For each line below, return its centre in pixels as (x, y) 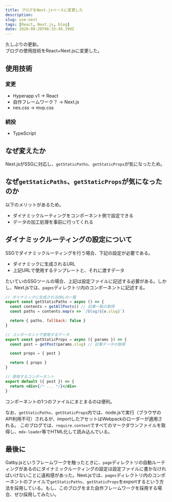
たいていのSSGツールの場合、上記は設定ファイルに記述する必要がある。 (81, 281)
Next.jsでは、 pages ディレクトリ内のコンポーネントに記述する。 (81, 287)
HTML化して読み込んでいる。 (81, 431)
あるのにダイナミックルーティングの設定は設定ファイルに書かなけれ (94, 469)
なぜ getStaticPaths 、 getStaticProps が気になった (84, 182)
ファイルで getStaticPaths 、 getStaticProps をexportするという (93, 482)
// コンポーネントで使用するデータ (37, 334)
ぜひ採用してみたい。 (37, 494)
